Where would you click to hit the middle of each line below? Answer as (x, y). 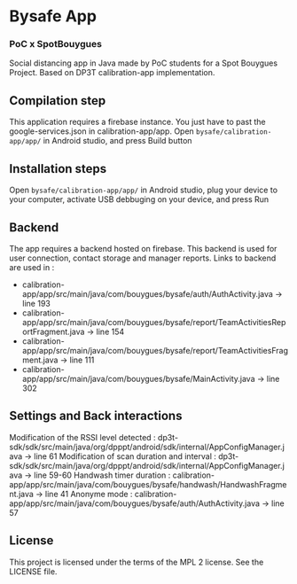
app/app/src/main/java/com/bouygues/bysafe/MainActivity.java (138, 378)
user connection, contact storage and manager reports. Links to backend (143, 258)
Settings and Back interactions (96, 416)
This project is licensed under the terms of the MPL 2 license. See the (137, 562)
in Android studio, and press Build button (117, 141)
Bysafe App (53, 16)
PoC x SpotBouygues (55, 44)
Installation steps (58, 169)
